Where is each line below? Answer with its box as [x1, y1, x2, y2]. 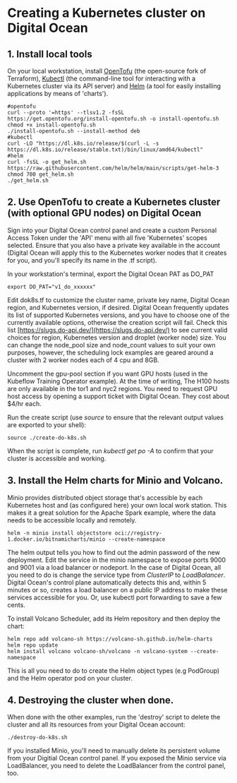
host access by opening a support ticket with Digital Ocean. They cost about [7, 392, 230, 400]
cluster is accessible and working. [7, 454, 107, 462]
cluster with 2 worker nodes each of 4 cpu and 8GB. [7, 355, 160, 364]
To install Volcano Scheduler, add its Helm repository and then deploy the [7, 614, 221, 623]
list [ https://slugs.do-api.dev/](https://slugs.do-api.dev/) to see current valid [7, 325, 228, 334]
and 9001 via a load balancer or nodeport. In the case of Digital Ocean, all [7, 563, 221, 571]
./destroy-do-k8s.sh [7, 734, 68, 741]
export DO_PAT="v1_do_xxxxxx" [7, 283, 97, 290]
